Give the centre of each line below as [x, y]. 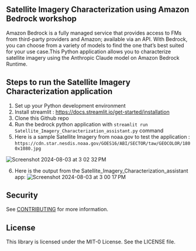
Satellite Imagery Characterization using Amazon [98, 10]
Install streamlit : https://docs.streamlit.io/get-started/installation [92, 112]
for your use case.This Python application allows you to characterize [89, 51]
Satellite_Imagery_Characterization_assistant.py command [89, 130]
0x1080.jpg [28, 149]
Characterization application [59, 92]
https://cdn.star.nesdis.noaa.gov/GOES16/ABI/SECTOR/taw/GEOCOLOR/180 [102, 143]
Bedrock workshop [42, 19]
